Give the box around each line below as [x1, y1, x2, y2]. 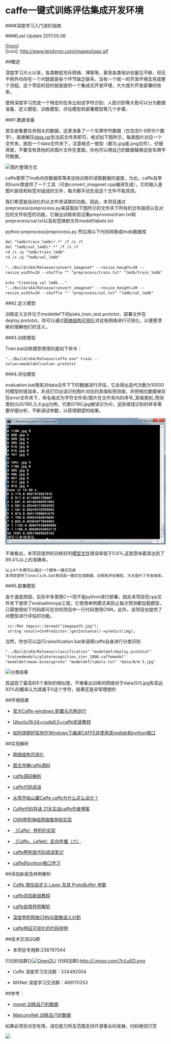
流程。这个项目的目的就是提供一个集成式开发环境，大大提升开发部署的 [9, 82, 157, 88]
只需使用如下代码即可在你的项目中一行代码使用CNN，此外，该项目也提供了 [5, 607, 163, 613]
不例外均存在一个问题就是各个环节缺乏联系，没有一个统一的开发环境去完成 [5, 76, 161, 82]
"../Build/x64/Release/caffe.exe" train [5, 356, 93, 361]
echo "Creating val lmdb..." [5, 280, 67, 285]
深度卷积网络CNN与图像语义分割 [12, 914, 81, 920]
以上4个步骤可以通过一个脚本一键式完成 [5, 568, 76, 573]
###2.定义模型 [5, 300, 36, 306]
